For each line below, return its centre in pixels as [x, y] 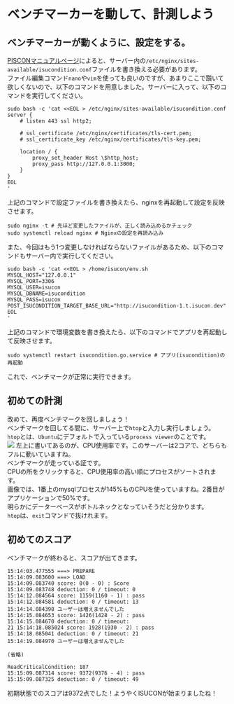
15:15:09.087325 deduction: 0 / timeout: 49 [73, 679]
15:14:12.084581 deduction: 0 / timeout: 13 [73, 602]
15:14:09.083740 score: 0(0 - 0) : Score [68, 583]
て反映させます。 [31, 341]
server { [20, 115]
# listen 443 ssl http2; [56, 121]
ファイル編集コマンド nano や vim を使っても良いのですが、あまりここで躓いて [116, 78]
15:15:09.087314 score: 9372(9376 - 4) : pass [76, 673]
